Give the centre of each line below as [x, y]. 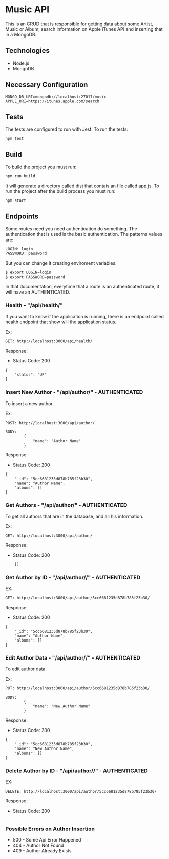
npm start [16, 201]
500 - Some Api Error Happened [47, 840]
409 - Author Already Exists [42, 851]
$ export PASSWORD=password [35, 277]
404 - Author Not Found [38, 845]
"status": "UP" [31, 375]
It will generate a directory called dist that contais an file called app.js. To [82, 186]
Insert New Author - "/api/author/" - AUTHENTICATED [74, 392]
